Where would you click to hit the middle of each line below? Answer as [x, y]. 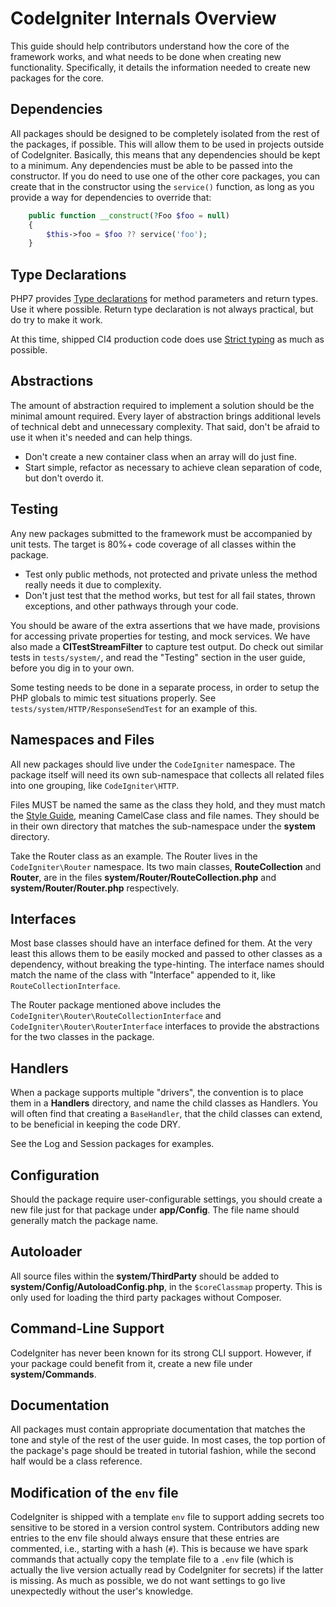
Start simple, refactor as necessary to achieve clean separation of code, [173, 467]
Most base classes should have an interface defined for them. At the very [161, 943]
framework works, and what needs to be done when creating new [146, 56]
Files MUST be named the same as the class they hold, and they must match [168, 804]
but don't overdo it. [64, 478]
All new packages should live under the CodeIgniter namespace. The [153, 764]
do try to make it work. [56, 320]
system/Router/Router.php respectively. [95, 888]
